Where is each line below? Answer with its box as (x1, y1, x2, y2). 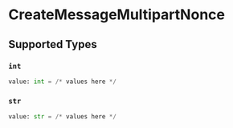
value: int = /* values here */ (8, 78, 117, 86)
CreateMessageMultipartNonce (8, 6, 225, 24)
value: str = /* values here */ (8, 113, 117, 121)
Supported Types (8, 38, 98, 51)
